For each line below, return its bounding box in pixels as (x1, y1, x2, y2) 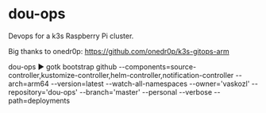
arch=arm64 (8, 79, 49, 88)
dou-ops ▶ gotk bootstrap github (8, 61, 118, 72)
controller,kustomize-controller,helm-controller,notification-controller (8, 70, 234, 80)
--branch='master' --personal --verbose (79, 87, 213, 96)
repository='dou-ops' (8, 87, 78, 96)
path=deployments (8, 95, 70, 105)
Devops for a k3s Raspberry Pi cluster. (8, 31, 134, 41)
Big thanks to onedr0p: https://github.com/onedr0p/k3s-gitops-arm (8, 46, 229, 56)
